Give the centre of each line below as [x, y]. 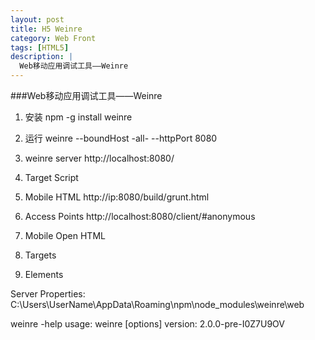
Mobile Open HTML [65, 235]
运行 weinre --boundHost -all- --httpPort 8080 [121, 138]
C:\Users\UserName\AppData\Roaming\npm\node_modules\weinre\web [157, 304]
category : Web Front [53, 38]
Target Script [51, 177]
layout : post [37, 19]
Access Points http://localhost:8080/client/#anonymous [140, 216]
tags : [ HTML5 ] [40, 47]
